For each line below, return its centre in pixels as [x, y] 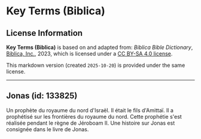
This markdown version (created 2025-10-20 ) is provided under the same [96, 65]
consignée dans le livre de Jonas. [48, 129]
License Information [44, 33]
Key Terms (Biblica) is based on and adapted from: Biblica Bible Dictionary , [100, 47]
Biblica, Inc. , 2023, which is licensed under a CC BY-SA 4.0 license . [89, 54]
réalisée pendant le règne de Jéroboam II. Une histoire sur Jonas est [91, 123]
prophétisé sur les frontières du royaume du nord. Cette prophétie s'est [94, 116]
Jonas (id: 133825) [42, 96]
